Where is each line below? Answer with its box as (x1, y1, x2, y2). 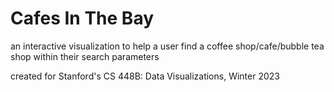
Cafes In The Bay (10, 7, 155, 30)
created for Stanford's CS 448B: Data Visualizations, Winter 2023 (10, 70, 280, 82)
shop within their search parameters (10, 50, 160, 62)
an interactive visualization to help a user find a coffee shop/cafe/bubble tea (10, 40, 325, 52)
